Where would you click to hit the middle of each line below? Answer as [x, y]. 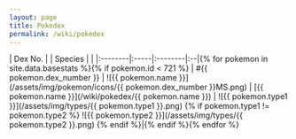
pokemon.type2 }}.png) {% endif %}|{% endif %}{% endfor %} [125, 125]
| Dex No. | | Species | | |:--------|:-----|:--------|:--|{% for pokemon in [139, 59]
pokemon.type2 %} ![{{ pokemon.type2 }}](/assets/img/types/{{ [126, 115]
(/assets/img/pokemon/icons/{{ [66, 87]
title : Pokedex [37, 26]
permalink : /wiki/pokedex [57, 34]
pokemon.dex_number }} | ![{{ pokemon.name [93, 78]
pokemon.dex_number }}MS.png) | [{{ [195, 87]
